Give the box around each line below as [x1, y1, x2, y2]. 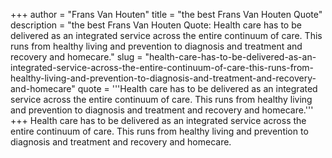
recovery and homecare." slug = [10, 51, 143, 63]
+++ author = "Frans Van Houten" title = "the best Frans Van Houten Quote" [10, 9, 323, 20]
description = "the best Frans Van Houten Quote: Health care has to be [10, 19, 302, 31]
